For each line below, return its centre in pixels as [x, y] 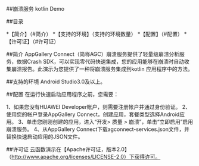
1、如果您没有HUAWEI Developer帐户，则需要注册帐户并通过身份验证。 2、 [99, 107]
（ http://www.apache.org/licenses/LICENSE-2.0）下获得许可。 [83, 157]
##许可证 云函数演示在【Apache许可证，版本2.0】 [68, 149]
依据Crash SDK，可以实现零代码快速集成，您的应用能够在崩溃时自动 [100, 62]
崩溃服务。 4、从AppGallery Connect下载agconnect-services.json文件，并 [98, 129]
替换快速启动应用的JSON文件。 [45, 137]
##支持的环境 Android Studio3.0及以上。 [56, 82]
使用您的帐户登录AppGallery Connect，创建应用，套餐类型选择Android [93, 114]
